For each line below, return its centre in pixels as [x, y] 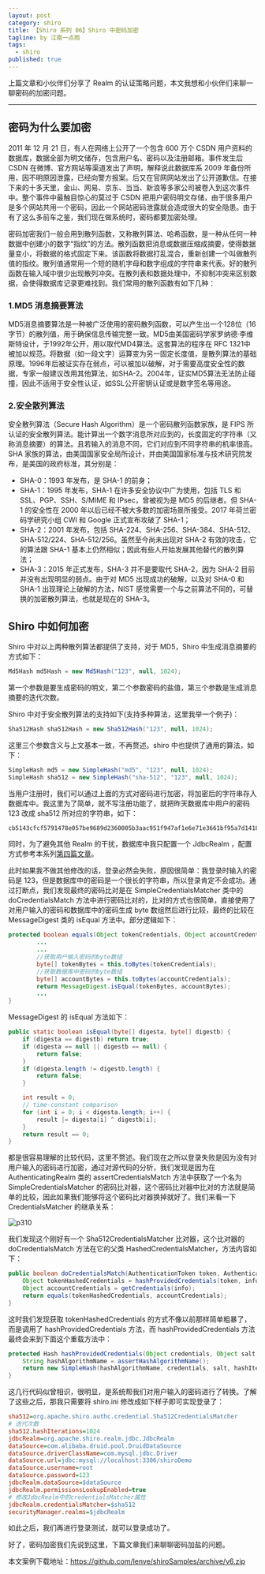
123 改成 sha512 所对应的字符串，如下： [73, 813]
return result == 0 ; [56, 1134]
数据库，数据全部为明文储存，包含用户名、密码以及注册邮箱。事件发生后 [125, 158]
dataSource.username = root [50, 1468]
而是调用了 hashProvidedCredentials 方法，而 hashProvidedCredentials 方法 [132, 1329]
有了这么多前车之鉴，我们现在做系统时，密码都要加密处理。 [105, 217]
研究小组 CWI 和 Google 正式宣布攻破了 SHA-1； [112, 520]
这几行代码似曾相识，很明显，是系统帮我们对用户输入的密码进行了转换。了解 [132, 1392]
